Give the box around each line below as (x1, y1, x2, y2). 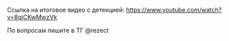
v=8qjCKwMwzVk (7, 13, 57, 21)
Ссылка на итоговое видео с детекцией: (7, 6, 125, 14)
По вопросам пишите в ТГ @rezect (7, 27, 109, 34)
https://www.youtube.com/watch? (126, 6, 222, 14)
